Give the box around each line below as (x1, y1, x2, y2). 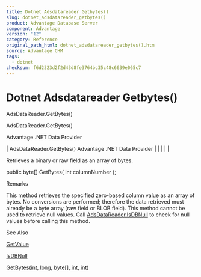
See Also (6, 229, 29, 236)
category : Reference (6, 37, 58, 43)
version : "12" (6, 31, 42, 37)
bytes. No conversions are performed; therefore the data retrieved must (6, 198, 185, 205)
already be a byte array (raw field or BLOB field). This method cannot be (6, 205, 185, 212)
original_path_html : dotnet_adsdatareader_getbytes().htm (6, 43, 155, 49)
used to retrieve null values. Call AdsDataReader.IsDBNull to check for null (6, 211, 190, 218)
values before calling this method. (6, 218, 90, 225)
